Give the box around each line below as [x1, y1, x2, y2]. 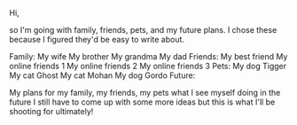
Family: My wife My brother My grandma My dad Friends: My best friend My [9, 51, 288, 61]
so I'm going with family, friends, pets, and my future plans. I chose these [9, 25, 277, 35]
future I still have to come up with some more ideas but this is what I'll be [9, 97, 276, 107]
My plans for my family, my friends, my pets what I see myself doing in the [9, 88, 281, 98]
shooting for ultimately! [9, 106, 94, 116]
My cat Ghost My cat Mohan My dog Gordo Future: [9, 70, 196, 81]
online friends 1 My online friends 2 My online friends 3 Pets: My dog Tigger [9, 61, 287, 71]
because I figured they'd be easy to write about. [9, 35, 184, 44]
